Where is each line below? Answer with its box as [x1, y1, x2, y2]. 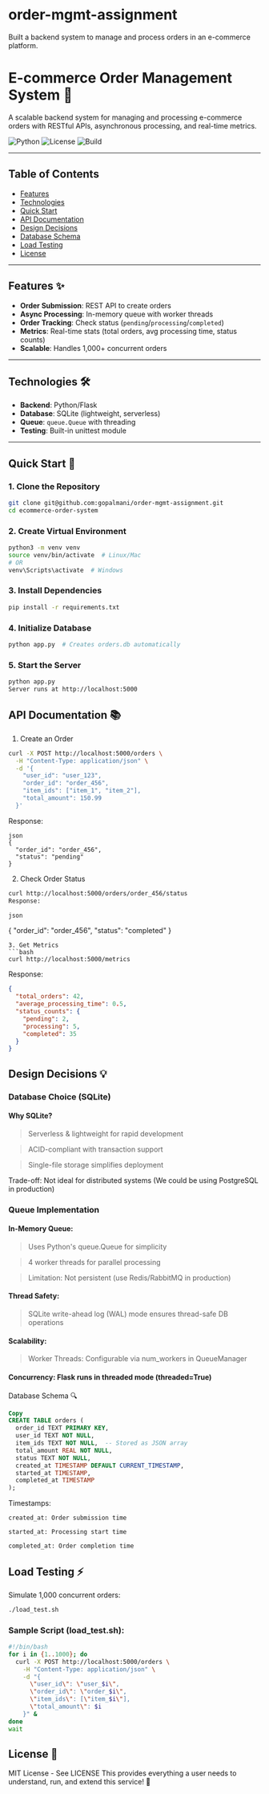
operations [27, 1318, 64, 1327]
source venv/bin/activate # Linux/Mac [8, 551, 142, 559]
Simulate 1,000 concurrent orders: [8, 1590, 121, 1600]
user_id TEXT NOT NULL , [15, 1432, 94, 1440]
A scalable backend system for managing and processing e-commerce [8, 112, 243, 122]
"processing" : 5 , [22, 1022, 81, 1030]
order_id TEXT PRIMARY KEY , [15, 1424, 110, 1433]
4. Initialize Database [8, 622, 92, 634]
